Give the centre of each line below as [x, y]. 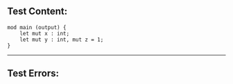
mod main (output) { [37, 27]
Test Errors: [33, 73]
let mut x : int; [45, 33]
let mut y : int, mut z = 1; [62, 40]
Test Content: [37, 11]
